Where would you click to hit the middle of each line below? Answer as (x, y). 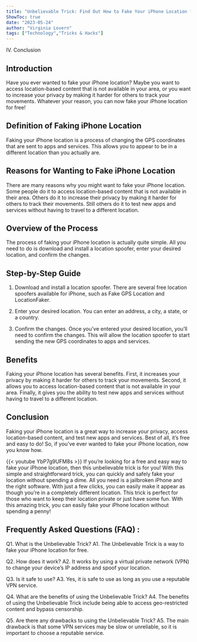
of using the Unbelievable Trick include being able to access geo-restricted (97, 603)
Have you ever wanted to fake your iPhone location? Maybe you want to (93, 82)
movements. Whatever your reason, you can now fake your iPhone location (97, 101)
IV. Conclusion (23, 50)
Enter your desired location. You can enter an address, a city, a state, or (101, 311)
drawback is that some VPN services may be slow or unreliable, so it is (91, 626)
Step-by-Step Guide (43, 273)
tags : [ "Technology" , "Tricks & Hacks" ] (55, 33)
